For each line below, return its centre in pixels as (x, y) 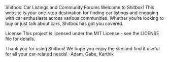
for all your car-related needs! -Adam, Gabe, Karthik (60, 54)
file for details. (20, 39)
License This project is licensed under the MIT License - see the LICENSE (82, 33)
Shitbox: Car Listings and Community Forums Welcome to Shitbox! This (80, 7)
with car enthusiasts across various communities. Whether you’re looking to (84, 18)
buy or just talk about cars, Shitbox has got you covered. (64, 23)
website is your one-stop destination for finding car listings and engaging (82, 13)
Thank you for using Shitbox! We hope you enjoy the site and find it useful (82, 49)
